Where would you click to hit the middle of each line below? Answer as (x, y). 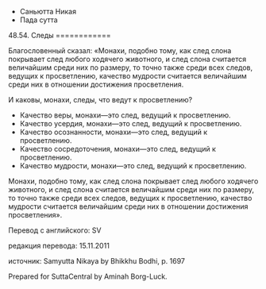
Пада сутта (39, 20)
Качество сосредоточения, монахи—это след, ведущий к (118, 149)
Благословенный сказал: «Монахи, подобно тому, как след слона (120, 50)
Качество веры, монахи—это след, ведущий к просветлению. (125, 115)
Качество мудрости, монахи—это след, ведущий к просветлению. (133, 166)
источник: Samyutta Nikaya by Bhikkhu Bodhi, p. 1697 (96, 261)
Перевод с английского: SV (55, 230)
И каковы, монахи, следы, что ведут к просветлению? (100, 100)
